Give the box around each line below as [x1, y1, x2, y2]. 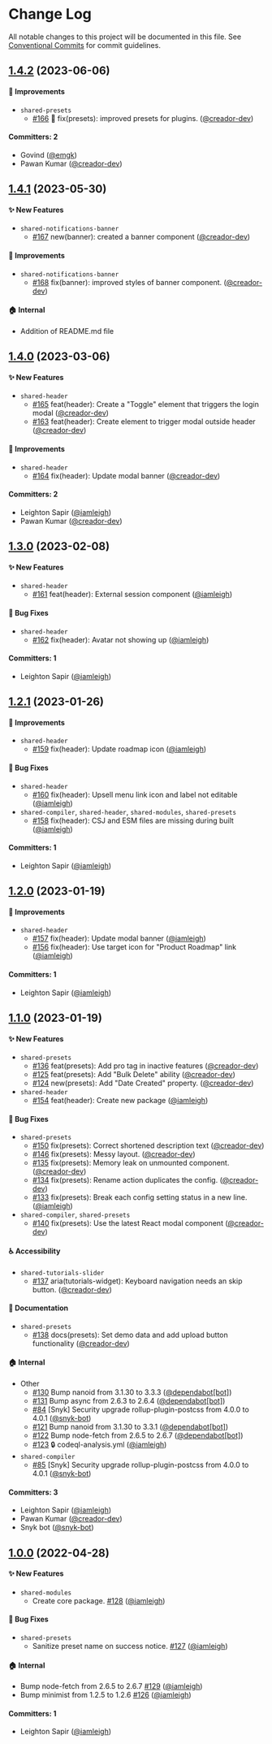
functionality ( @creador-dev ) [32, 1338, 130, 1348]
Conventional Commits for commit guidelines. [8, 40, 161, 50]
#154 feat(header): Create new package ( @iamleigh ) [32, 1096, 209, 1106]
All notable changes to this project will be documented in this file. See [8, 32, 242, 41]
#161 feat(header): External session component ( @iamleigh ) [32, 590, 233, 599]
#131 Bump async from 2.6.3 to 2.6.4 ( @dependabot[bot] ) [32, 1396, 226, 1405]
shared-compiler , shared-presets [19, 1210, 131, 1219]
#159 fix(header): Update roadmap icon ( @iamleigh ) [32, 744, 207, 754]
